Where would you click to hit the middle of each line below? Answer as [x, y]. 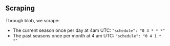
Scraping [20, 8]
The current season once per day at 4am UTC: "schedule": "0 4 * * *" [89, 30]
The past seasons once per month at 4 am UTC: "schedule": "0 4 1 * [87, 35]
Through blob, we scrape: [33, 20]
